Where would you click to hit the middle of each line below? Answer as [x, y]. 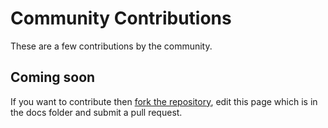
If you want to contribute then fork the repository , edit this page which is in [164, 101]
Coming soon [53, 77]
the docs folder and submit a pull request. [96, 112]
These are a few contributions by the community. [111, 46]
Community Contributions [121, 18]
